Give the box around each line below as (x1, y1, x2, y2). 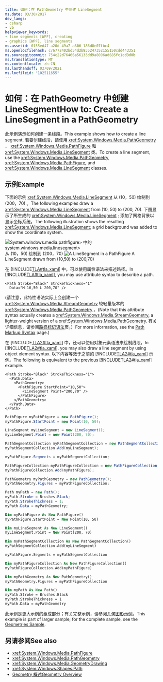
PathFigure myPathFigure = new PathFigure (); (5, 414, 98, 419)
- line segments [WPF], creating (5, 35, 73, 39)
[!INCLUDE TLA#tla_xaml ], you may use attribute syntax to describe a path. (5, 272, 154, 277)
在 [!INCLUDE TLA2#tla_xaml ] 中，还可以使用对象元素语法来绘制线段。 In (5, 339, 149, 345)
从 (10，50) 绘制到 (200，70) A (5, 251, 135, 256)
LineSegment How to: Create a (5, 104, 129, 115)
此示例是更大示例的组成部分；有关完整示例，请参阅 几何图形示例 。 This (5, 610, 146, 617)
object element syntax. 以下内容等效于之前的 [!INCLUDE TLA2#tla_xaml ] (5, 351, 148, 356)
